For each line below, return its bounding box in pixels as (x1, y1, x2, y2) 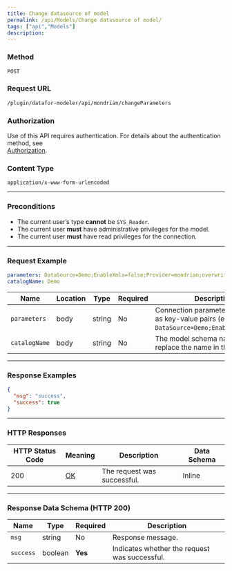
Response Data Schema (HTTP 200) (7, 503, 131, 512)
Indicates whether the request (113, 544, 210, 554)
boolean (42, 548, 69, 558)
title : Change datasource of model (7, 10, 110, 17)
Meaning (65, 450, 95, 460)
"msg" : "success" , (13, 392, 67, 400)
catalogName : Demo (7, 278, 60, 285)
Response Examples (7, 371, 77, 380)
